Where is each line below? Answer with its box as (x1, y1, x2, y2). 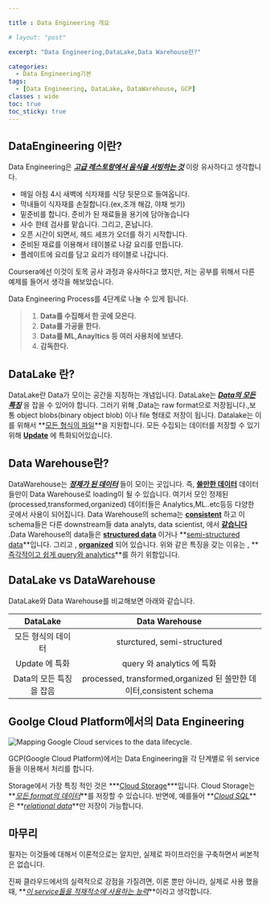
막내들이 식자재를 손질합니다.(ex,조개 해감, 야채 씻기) (19, 199, 186, 209)
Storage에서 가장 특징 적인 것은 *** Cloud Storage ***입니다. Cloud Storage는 (8, 781, 256, 790)
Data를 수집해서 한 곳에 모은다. (39, 311, 137, 321)
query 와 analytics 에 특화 (121, 657, 217, 669)
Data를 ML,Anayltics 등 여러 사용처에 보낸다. (39, 331, 184, 341)
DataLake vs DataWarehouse (8, 574, 156, 587)
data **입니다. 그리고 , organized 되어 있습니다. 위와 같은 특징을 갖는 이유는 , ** (8, 539, 259, 549)
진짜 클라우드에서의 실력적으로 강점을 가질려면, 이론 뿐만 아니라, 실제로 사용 (8, 877, 244, 886)
